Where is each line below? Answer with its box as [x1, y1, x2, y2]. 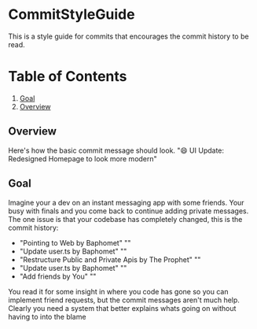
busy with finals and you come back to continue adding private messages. [8, 206, 249, 216]
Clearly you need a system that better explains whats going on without [8, 303, 237, 312]
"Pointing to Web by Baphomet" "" [19, 238, 131, 247]
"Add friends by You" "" [19, 272, 97, 281]
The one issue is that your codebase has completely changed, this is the [8, 214, 243, 224]
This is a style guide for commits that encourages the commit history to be [8, 31, 249, 41]
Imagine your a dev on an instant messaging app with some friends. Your [8, 198, 245, 207]
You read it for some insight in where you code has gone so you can [8, 286, 229, 296]
